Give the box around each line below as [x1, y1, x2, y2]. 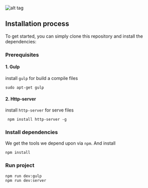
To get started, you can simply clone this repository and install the [5, 33, 143, 39]
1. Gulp [5, 64, 20, 70]
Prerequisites [5, 51, 39, 58]
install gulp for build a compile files [5, 75, 78, 81]
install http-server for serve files [5, 107, 74, 113]
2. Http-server [5, 96, 36, 102]
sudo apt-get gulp [5, 85, 44, 90]
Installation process [5, 19, 69, 28]
